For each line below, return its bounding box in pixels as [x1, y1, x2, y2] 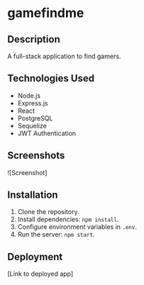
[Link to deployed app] [7, 269, 74, 278]
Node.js [17, 91, 41, 100]
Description [7, 33, 60, 45]
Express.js [17, 99, 48, 107]
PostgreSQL [17, 113, 53, 122]
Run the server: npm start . [17, 230, 95, 239]
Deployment [7, 250, 63, 263]
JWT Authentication [17, 129, 77, 138]
